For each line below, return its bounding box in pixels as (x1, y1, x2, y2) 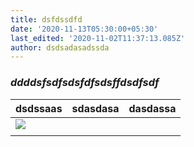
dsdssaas (15, 101, 63, 115)
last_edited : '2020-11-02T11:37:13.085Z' (10, 33, 186, 43)
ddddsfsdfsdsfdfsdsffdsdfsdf (10, 76, 160, 90)
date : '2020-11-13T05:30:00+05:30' (10, 24, 159, 34)
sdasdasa (71, 101, 120, 115)
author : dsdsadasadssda (10, 42, 110, 53)
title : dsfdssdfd (10, 14, 83, 25)
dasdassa (128, 101, 177, 115)
